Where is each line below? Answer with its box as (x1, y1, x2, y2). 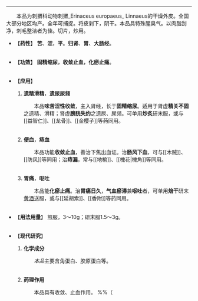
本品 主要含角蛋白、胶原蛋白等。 (34, 257, 112, 264)
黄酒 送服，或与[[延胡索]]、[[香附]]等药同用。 (23, 195, 132, 201)
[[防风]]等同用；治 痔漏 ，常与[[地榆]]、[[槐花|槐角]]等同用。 (23, 156, 167, 163)
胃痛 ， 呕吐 (23, 175, 50, 182)
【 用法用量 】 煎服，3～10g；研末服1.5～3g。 (14, 214, 124, 220)
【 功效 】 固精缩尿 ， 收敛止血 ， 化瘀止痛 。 (14, 58, 115, 66)
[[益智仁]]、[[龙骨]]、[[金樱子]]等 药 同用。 (23, 117, 124, 124)
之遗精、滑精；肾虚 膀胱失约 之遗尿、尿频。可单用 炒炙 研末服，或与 (23, 110, 184, 117)
